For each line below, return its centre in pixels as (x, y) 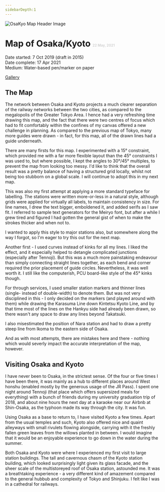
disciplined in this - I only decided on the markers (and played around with (80, 299)
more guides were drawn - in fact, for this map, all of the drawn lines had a (81, 136)
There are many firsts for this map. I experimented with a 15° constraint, (78, 151)
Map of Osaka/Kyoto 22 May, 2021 (60, 44)
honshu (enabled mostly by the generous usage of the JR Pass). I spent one (82, 387)
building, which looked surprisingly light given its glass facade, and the (77, 463)
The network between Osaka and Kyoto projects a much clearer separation (81, 104)
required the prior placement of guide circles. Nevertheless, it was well (77, 268)
